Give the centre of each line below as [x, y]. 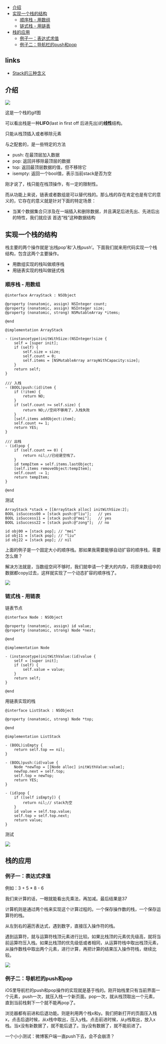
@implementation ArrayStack [34, 330]
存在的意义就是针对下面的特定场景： [59, 201]
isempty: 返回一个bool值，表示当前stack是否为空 [62, 173]
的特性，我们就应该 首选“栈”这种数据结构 [54, 217]
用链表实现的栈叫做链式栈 [38, 270]
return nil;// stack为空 [48, 803]
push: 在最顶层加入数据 [36, 155]
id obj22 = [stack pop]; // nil [38, 540]
